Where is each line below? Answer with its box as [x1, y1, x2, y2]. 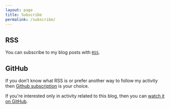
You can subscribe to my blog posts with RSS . [5, 49, 100, 56]
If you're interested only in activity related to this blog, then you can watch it [5, 93, 165, 99]
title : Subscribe [5, 12, 42, 17]
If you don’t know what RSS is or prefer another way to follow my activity [5, 77, 158, 84]
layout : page [5, 7, 33, 13]
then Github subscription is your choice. [5, 83, 89, 89]
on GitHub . [5, 98, 28, 104]
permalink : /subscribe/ [5, 17, 56, 22]
